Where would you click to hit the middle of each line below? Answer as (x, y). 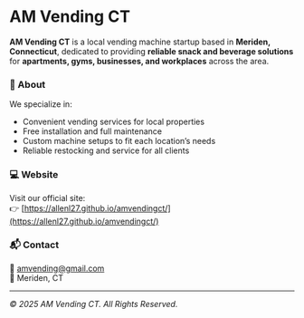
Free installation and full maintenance (92, 131)
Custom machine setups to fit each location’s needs (119, 141)
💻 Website (34, 175)
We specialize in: (41, 104)
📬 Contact (34, 245)
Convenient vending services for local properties (114, 122)
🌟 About (28, 84)
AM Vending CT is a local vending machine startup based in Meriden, (140, 42)
